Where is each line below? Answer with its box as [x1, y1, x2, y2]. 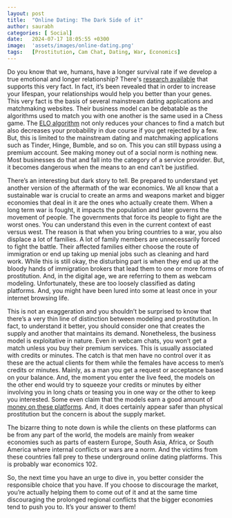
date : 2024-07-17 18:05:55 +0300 [7, 36, 110, 43]
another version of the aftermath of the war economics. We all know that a [7, 184, 219, 192]
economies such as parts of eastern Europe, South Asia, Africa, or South [7, 438, 214, 446]
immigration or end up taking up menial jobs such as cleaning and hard [7, 249, 209, 258]
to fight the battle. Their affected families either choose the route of [7, 242, 199, 251]
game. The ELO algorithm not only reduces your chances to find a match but [7, 119, 225, 127]
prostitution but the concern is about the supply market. [7, 410, 166, 418]
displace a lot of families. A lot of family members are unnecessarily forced [7, 235, 220, 243]
